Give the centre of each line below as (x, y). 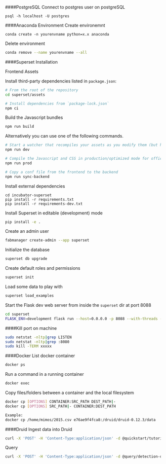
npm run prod (19, 163)
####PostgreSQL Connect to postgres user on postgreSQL (65, 7)
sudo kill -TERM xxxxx (28, 346)
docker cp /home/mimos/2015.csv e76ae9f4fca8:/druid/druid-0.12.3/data (80, 420)
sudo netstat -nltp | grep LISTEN (38, 337)
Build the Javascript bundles (34, 117)
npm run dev (17, 150)
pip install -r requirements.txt (40, 199)
